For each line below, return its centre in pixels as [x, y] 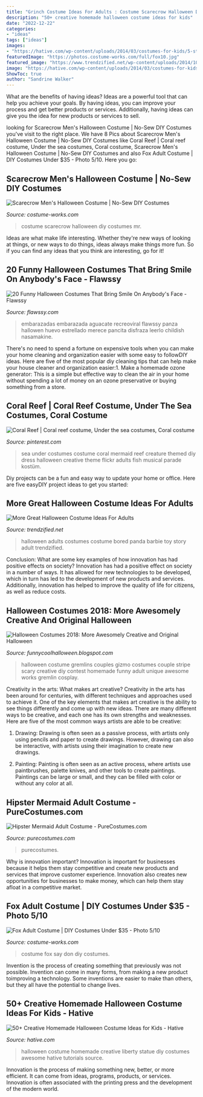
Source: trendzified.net [35, 529]
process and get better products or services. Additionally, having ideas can [100, 110]
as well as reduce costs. [36, 592]
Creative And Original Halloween [69, 620]
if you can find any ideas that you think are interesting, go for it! [85, 251]
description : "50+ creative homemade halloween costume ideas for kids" [100, 18]
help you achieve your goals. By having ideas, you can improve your [91, 103]
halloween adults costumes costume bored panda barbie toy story [104, 542]
